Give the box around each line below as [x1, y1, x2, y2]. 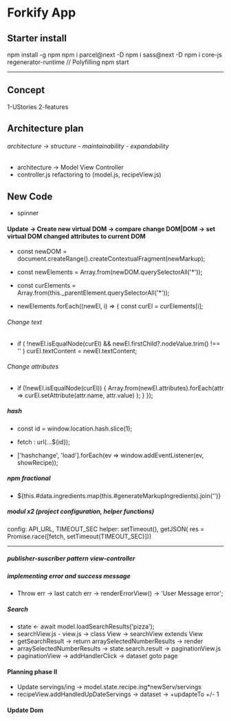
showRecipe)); [16, 458, 58, 466]
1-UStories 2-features [7, 102, 69, 111]
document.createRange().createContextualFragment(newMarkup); [16, 255, 206, 263]
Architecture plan [7, 123, 84, 135]
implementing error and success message [7, 571, 131, 580]
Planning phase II [7, 667, 58, 675]
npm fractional [7, 474, 51, 482]
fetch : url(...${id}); [16, 437, 70, 446]
